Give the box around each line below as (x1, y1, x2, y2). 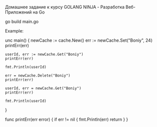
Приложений (5, 9, 32, 15)
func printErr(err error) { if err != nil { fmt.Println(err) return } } (5, 116, 128, 122)
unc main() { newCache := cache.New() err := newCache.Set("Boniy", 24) (5, 37, 153, 43)
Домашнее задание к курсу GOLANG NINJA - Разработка (5, 4, 125, 10)
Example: (5, 28, 24, 33)
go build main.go (5, 19, 39, 24)
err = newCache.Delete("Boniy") (5, 73, 70, 78)
